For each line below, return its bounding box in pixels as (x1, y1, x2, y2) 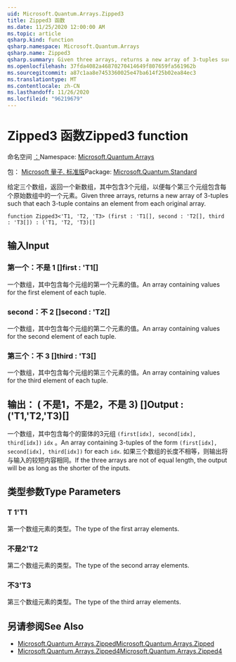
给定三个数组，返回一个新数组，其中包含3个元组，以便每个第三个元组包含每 (7, 182, 227, 191)
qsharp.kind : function (7, 37, 74, 44)
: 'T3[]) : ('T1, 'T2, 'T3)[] (7, 219, 96, 226)
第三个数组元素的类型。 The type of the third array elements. (7, 598, 181, 606)
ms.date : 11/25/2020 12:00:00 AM (7, 23, 105, 30)
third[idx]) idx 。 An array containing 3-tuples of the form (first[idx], (7, 438, 218, 447)
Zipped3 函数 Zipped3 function (7, 128, 188, 144)
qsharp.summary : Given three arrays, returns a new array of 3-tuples (7, 56, 218, 63)
